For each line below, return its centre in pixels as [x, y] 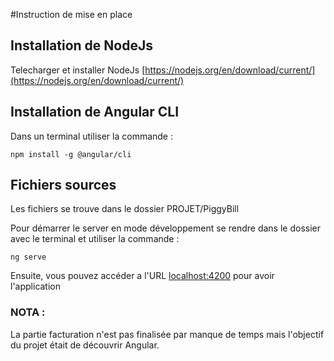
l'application [36, 286]
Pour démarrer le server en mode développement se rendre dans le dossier [165, 228]
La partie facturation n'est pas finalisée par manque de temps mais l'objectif [167, 334]
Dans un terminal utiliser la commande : [91, 136]
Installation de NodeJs [81, 45]
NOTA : [28, 312]
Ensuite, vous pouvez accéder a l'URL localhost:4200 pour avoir [142, 276]
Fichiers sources [63, 185]
